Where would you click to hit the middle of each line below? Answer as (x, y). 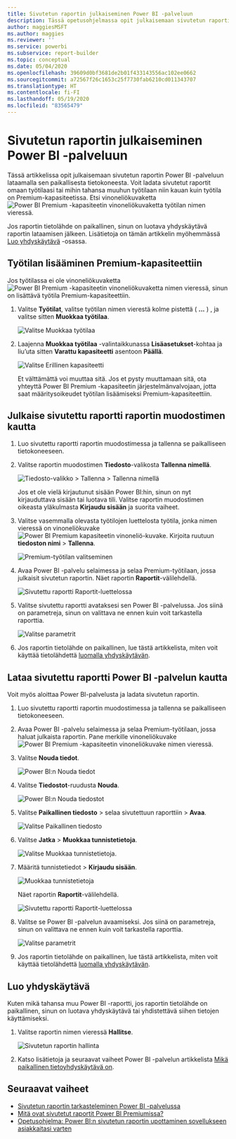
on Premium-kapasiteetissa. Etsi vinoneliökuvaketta (82, 197)
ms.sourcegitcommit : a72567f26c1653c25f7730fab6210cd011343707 (102, 79)
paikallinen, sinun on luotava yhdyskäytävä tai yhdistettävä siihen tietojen (113, 1011)
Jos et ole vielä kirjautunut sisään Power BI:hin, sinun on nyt (104, 492)
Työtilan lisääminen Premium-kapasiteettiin (105, 263)
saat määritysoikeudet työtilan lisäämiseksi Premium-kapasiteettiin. (114, 394)
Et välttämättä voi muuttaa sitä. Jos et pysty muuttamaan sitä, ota (112, 379)
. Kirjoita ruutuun (190, 536)
